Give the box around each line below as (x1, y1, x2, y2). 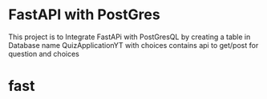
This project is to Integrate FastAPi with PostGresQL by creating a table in (8, 32, 251, 42)
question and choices (8, 49, 80, 58)
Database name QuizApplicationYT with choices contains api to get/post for (8, 40, 259, 49)
